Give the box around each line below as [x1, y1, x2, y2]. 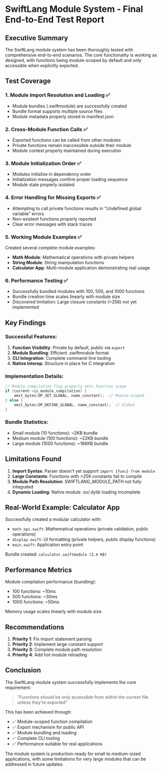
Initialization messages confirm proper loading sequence [12, 177, 128, 183]
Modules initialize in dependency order [12, 171, 92, 177]
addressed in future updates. [5, 761, 64, 767]
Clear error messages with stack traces [12, 221, 93, 227]
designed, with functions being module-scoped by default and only [5, 57, 142, 63]
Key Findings [5, 318, 46, 327]
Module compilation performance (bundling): [5, 579, 96, 585]
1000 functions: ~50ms [12, 599, 60, 605]
